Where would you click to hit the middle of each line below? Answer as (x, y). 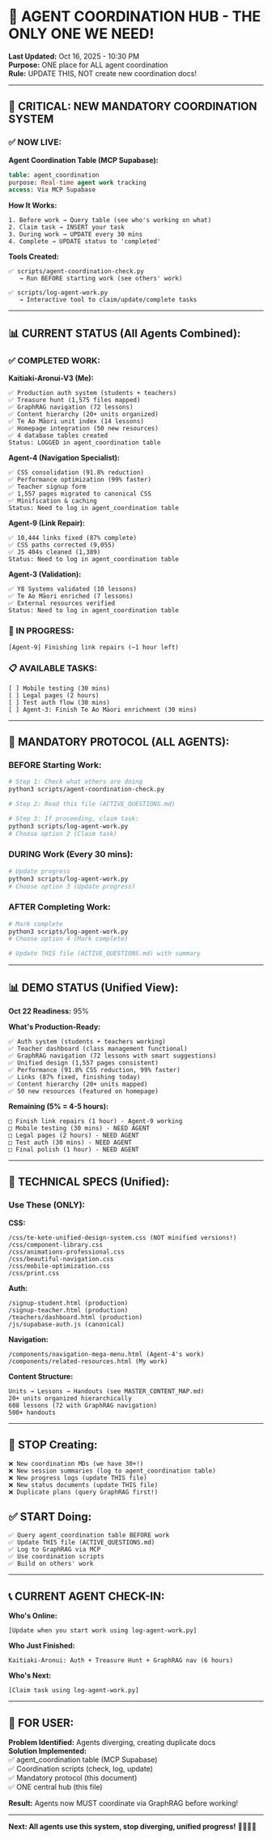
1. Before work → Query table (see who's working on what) (110, 221)
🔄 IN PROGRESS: (41, 630)
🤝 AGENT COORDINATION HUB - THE (135, 17)
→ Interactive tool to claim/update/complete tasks (108, 300)
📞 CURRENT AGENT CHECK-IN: (87, 1596)
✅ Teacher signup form (47, 487)
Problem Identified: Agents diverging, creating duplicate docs (112, 1742)
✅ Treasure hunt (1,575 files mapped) (74, 400)
